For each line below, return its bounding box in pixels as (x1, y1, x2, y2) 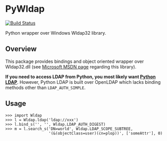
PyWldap (5, 3, 45, 15)
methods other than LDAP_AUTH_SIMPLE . (5, 84, 86, 90)
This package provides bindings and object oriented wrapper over (5, 58, 144, 64)
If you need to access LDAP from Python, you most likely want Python (5, 74, 156, 80)
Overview (5, 44, 37, 54)
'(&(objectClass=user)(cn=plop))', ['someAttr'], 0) (48, 131, 163, 136)
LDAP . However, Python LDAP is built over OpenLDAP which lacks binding (5, 79, 161, 85)
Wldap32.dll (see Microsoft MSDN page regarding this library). (5, 63, 136, 69)
